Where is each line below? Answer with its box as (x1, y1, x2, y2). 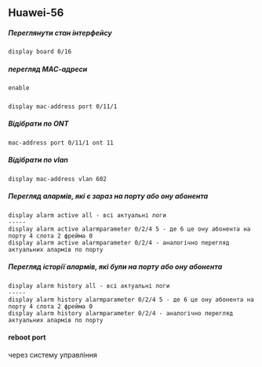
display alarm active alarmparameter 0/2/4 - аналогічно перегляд (8, 238, 230, 246)
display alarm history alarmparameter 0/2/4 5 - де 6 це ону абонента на (8, 296, 255, 303)
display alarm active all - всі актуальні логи (8, 211, 167, 219)
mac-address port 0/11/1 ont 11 (8, 139, 114, 147)
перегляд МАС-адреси (8, 64, 88, 74)
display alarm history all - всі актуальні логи (8, 282, 170, 289)
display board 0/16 (8, 48, 72, 56)
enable (8, 84, 30, 93)
